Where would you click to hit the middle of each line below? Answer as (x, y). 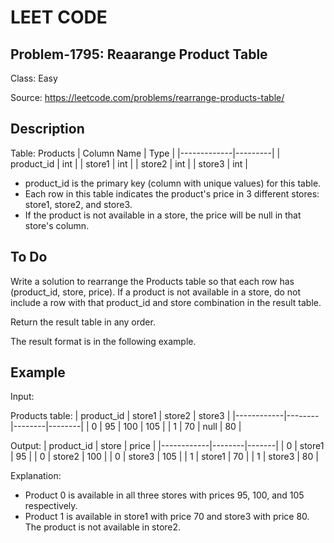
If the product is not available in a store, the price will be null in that (163, 215)
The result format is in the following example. (103, 341)
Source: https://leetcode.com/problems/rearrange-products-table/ (147, 97)
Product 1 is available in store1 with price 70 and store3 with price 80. (167, 517)
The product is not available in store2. (103, 527)
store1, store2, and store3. (78, 204)
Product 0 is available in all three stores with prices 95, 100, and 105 (164, 495)
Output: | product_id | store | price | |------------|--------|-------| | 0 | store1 (167, 446)
